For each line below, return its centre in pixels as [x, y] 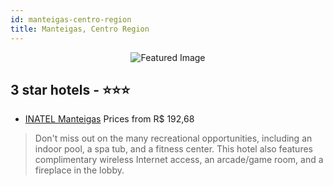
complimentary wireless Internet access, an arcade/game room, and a [179, 160]
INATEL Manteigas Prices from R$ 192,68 [109, 119]
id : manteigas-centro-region [71, 19]
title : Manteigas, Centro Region [80, 29]
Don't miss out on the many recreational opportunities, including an [173, 138]
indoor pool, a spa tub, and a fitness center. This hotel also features [173, 149]
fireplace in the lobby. [79, 170]
